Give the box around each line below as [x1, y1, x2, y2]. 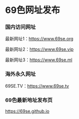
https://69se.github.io [5, 108, 50, 115]
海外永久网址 [5, 71, 36, 78]
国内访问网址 [5, 23, 36, 30]
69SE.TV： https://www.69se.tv [5, 83, 70, 89]
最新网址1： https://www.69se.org [5, 36, 74, 42]
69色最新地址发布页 [5, 97, 53, 104]
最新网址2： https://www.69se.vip [5, 46, 74, 52]
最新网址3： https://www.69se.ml [5, 57, 73, 63]
